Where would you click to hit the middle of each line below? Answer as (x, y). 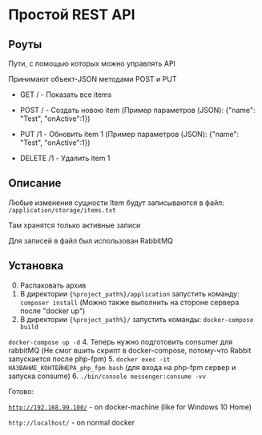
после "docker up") (52, 311)
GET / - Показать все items (66, 95)
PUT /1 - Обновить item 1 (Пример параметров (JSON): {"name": (129, 134)
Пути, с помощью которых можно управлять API (92, 63)
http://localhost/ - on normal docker (71, 422)
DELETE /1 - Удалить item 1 (65, 158)
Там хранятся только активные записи (75, 225)
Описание (35, 183)
